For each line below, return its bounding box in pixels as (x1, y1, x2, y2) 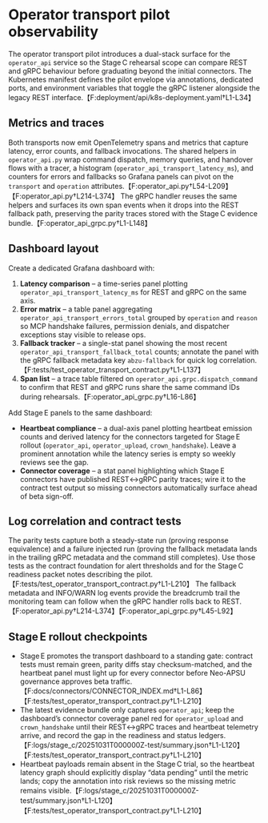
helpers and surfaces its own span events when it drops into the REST (8, 200, 239, 210)
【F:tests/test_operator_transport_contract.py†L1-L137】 (19, 364, 206, 374)
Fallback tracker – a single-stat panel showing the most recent (19, 338, 228, 347)
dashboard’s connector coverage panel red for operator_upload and (19, 714, 244, 724)
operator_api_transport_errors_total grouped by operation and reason (19, 312, 258, 322)
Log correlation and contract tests (8, 514, 182, 528)
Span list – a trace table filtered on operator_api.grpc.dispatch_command (19, 374, 258, 383)
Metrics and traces (8, 116, 105, 130)
